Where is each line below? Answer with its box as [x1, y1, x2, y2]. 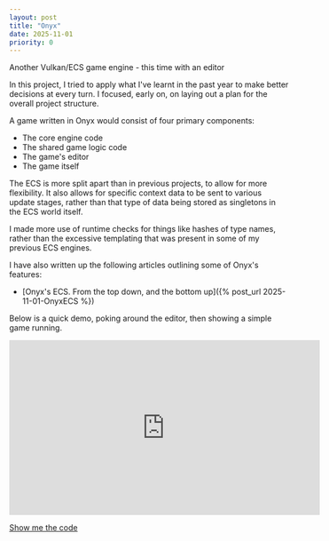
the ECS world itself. [9, 206, 83, 218]
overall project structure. [9, 99, 99, 109]
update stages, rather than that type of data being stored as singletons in [9, 197, 277, 208]
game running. [9, 322, 63, 333]
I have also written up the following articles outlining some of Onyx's [9, 259, 259, 271]
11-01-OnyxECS [21, 296, 79, 306]
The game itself [21, 161, 80, 171]
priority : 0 [9, 37, 53, 47]
